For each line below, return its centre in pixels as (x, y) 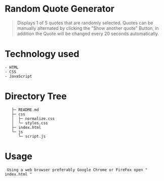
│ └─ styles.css (30, 123)
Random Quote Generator (60, 9)
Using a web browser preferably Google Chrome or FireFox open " (77, 170)
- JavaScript (18, 76)
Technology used (42, 54)
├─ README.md (25, 110)
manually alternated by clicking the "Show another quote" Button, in (88, 28)
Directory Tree (36, 96)
